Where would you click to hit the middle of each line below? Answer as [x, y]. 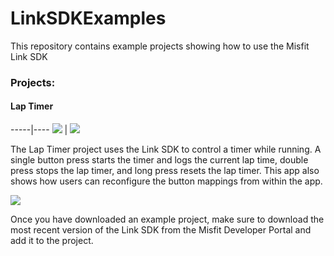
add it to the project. [52, 241]
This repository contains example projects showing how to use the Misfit [160, 46]
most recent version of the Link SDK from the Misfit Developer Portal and [161, 230]
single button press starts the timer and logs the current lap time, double [159, 160]
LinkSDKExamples [88, 18]
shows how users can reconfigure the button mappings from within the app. [166, 181]
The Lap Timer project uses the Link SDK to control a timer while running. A [166, 149]
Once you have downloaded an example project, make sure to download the [167, 219]
